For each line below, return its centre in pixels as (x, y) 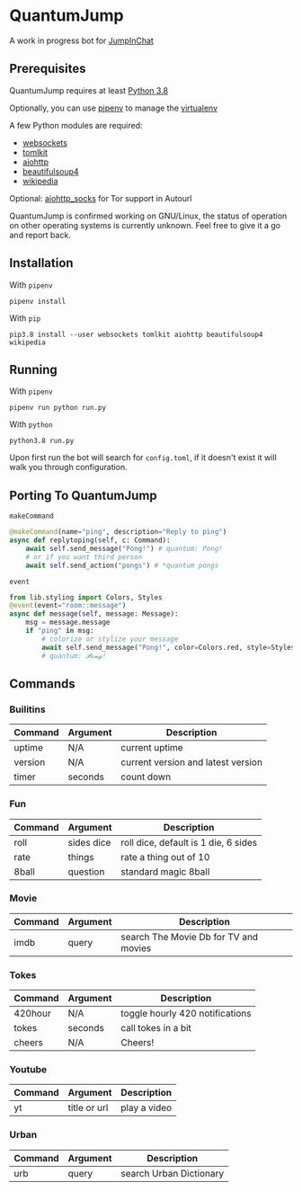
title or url (88, 1108)
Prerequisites (48, 69)
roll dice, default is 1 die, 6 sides (189, 842)
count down (146, 777)
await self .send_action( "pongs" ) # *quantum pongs (122, 565)
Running (34, 369)
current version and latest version (192, 762)
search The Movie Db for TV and (190, 937)
